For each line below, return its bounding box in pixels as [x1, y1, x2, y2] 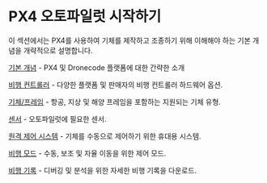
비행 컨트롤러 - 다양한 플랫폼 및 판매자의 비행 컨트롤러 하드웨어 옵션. [8, 80, 223, 89]
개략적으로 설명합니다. [23, 45, 93, 55]
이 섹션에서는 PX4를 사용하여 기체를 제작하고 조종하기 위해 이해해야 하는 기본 [8, 35, 251, 45]
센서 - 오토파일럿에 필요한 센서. [8, 114, 107, 123]
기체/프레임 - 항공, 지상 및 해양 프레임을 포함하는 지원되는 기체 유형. [8, 97, 221, 106]
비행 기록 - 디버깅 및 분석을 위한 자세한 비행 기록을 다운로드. [8, 165, 197, 175]
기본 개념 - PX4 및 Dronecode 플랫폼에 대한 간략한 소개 [8, 62, 185, 73]
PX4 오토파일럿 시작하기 [8, 7, 162, 26]
